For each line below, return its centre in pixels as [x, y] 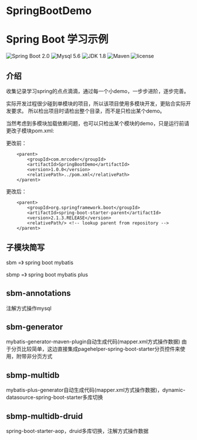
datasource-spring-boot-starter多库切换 [55, 397]
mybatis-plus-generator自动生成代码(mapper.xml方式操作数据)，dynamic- [96, 390]
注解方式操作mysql [29, 308]
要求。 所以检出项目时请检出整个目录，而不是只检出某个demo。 [88, 111]
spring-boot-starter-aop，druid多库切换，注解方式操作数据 [77, 431]
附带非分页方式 [34, 356]
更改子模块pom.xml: [30, 131]
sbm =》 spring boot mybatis [40, 262]
